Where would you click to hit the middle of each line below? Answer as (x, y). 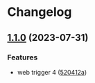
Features (23, 57)
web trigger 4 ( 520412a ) (52, 72)
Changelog (40, 12)
